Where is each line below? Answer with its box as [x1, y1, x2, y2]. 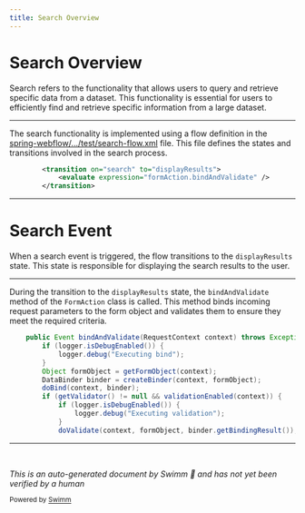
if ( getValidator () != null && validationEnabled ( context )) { [42, 392, 282, 401]
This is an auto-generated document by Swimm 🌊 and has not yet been [9, 469, 278, 479]
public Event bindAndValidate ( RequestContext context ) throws [25, 333, 266, 342]
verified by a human [9, 478, 85, 488]
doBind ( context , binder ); [42, 383, 141, 393]
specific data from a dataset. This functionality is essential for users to [9, 92, 273, 103]
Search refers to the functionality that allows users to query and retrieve [9, 83, 279, 94]
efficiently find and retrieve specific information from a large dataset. [9, 102, 267, 113]
